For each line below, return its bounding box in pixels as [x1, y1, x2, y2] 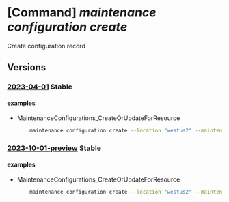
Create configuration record [7, 42, 85, 50]
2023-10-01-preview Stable [7, 143, 101, 153]
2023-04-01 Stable [7, 82, 73, 91]
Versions [7, 61, 46, 73]
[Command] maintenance [7, 5, 157, 20]
